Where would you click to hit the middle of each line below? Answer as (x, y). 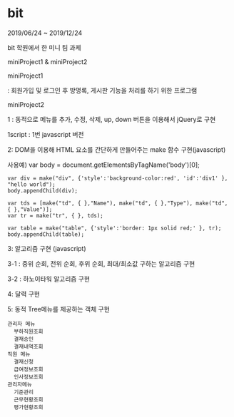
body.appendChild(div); (43, 190)
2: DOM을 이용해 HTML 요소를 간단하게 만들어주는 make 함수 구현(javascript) (117, 149)
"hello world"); (31, 184)
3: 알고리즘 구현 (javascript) (47, 248)
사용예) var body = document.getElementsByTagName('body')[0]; (103, 165)
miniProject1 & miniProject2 (47, 61)
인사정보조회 (29, 377)
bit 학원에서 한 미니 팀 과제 (45, 47)
